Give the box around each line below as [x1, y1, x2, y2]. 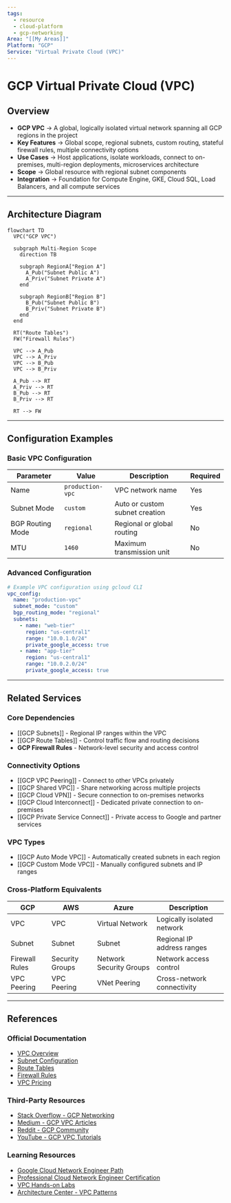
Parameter [16, 471, 52, 481]
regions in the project [16, 131, 78, 139]
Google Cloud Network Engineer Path [16, 1166, 124, 1174]
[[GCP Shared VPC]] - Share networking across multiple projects [16, 783, 201, 792]
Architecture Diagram [7, 209, 102, 220]
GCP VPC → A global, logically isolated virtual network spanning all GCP [16, 123, 222, 132]
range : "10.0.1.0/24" [25, 635, 88, 642]
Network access [156, 954, 210, 963]
